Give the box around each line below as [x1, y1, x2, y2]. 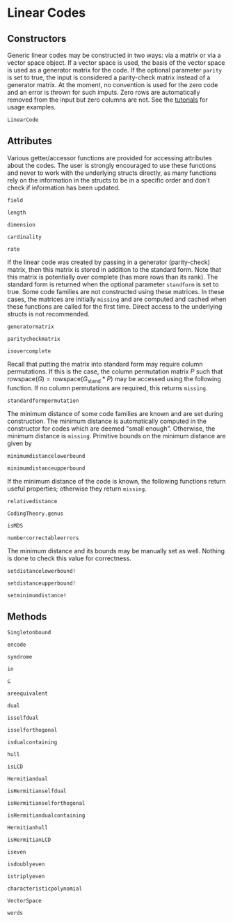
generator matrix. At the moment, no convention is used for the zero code [7, 81, 218, 89]
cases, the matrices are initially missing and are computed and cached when [7, 295, 227, 303]
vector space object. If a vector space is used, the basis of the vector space [7, 59, 225, 67]
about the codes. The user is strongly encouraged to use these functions [7, 161, 217, 169]
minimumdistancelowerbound [7, 452, 86, 459]
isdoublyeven [7, 861, 45, 868]
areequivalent [7, 690, 49, 698]
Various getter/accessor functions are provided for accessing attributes [7, 153, 212, 162]
